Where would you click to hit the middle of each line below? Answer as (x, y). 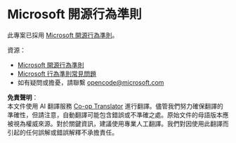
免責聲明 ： (23, 97)
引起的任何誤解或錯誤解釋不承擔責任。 (63, 132)
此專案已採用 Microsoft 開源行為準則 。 (63, 35)
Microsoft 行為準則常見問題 (57, 74)
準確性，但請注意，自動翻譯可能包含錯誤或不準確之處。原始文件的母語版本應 (118, 115)
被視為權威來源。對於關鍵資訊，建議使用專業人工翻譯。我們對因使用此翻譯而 (118, 123)
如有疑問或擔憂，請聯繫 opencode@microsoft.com (91, 82)
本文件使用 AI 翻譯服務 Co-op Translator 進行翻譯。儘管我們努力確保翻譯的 (115, 106)
